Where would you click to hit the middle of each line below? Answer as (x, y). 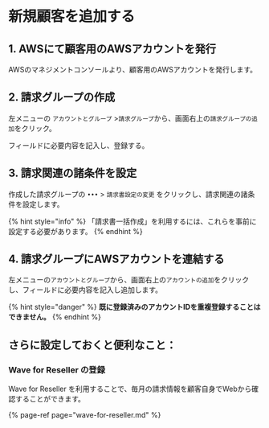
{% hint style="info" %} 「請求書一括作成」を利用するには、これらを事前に (132, 221)
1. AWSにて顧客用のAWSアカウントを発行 (112, 49)
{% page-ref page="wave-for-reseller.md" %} (85, 415)
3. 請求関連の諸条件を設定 (73, 173)
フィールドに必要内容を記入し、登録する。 (79, 145)
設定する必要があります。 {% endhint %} (75, 231)
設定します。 (43, 204)
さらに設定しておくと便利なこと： (92, 345)
